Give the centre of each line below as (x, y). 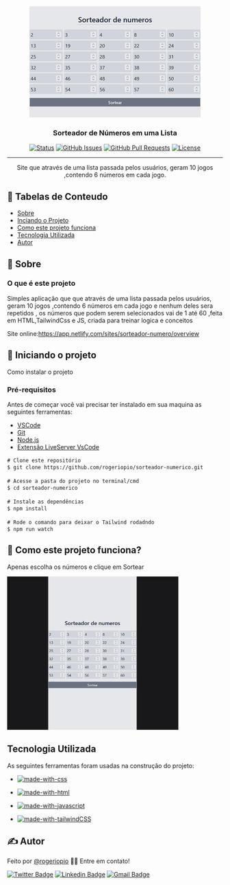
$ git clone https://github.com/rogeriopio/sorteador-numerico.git (105, 467)
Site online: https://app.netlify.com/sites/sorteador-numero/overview (103, 333)
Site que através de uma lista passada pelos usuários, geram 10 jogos (115, 168)
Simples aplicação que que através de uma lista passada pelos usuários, (110, 298)
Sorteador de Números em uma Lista (115, 133)
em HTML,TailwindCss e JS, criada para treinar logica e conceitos (100, 320)
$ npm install (27, 508)
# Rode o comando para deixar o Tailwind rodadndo (81, 522)
